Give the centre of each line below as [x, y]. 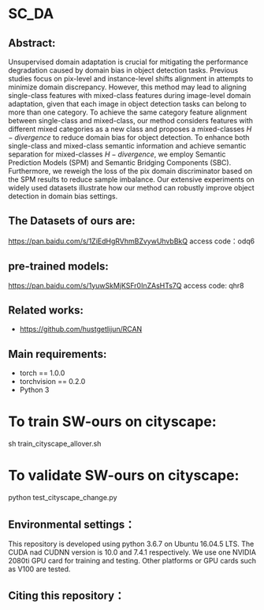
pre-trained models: [58, 267]
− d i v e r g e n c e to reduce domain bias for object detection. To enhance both [129, 137]
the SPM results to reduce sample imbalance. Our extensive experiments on [131, 179]
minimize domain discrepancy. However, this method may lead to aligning [127, 87]
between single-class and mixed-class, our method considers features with [131, 120]
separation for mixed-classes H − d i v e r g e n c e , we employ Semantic [117, 154]
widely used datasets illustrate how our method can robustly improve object [131, 188]
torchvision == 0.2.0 [52, 382]
